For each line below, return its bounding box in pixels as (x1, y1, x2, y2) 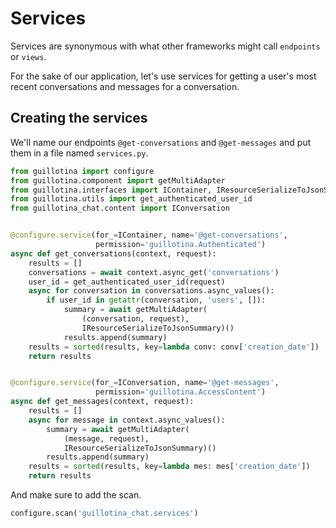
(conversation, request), (81, 314, 190, 324)
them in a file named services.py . (10, 147, 149, 159)
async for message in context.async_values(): (28, 415, 226, 425)
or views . (10, 50, 47, 62)
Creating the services (10, 110, 148, 127)
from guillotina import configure (10, 166, 155, 176)
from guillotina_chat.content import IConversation (10, 203, 230, 214)
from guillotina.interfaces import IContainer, (10, 185, 213, 195)
